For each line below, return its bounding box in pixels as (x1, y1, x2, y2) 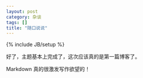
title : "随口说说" (6, 25, 48, 31)
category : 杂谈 (6, 14, 42, 20)
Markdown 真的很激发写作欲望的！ (6, 66, 90, 73)
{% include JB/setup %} (6, 41, 65, 48)
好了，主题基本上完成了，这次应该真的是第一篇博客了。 (6, 53, 140, 60)
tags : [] (6, 19, 28, 25)
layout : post (6, 8, 38, 15)
